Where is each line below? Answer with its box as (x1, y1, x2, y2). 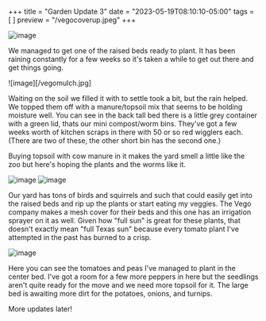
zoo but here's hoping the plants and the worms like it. (8, 160, 187, 169)
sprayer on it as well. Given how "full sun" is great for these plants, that (8, 216, 241, 225)
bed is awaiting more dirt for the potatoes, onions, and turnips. (8, 289, 213, 298)
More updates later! (8, 304, 73, 313)
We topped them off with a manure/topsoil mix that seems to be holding (8, 102, 243, 111)
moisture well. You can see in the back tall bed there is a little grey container (8, 110, 258, 120)
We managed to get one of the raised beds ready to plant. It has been (8, 46, 236, 55)
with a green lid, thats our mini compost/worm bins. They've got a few (8, 119, 237, 128)
